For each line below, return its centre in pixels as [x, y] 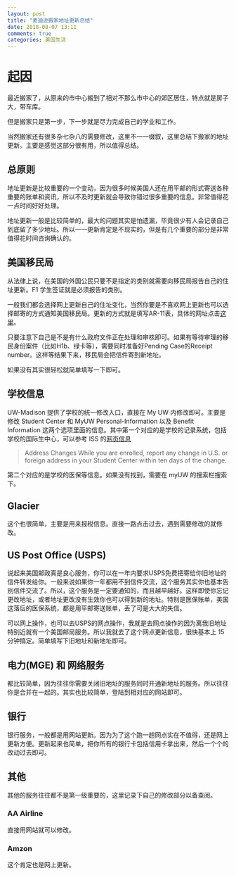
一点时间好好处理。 [35, 206]
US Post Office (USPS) [57, 555]
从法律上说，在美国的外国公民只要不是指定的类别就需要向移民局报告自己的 [115, 281]
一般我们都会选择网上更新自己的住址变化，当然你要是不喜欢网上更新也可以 [115, 304]
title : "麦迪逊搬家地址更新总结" [50, 20]
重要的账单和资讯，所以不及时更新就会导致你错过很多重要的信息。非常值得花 [118, 196]
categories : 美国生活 [37, 40]
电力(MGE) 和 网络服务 [56, 665]
